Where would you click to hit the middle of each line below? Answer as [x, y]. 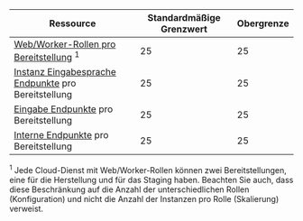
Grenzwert [184, 29]
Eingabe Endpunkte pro [64, 109]
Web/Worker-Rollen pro [65, 44]
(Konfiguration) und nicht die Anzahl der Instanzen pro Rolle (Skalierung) [144, 198]
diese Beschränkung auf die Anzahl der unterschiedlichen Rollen [129, 189]
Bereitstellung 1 [47, 57]
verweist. [26, 208]
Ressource [73, 23]
